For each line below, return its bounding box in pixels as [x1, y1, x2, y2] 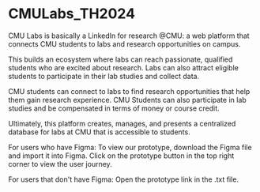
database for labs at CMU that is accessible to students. [8, 127, 191, 137]
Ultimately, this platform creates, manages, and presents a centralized [8, 119, 236, 128]
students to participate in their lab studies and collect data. [8, 71, 200, 81]
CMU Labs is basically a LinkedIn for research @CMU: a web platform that [8, 31, 251, 40]
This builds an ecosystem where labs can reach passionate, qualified [8, 55, 233, 64]
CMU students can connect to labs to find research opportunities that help [8, 86, 251, 96]
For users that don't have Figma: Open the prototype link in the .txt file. [8, 175, 239, 184]
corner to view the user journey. [8, 159, 112, 168]
